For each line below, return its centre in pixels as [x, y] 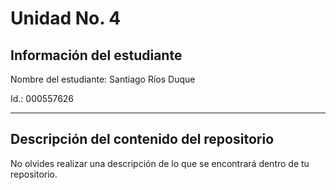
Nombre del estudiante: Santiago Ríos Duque [103, 79]
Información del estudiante [96, 55]
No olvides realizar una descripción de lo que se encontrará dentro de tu [160, 163]
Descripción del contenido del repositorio [142, 139]
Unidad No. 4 [66, 18]
